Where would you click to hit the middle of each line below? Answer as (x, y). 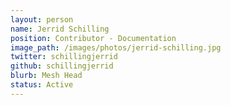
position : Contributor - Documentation (93, 38)
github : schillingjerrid (62, 66)
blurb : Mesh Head (46, 76)
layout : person (42, 19)
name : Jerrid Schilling (60, 29)
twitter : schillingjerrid (64, 57)
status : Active (42, 85)
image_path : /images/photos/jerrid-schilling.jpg (116, 47)
